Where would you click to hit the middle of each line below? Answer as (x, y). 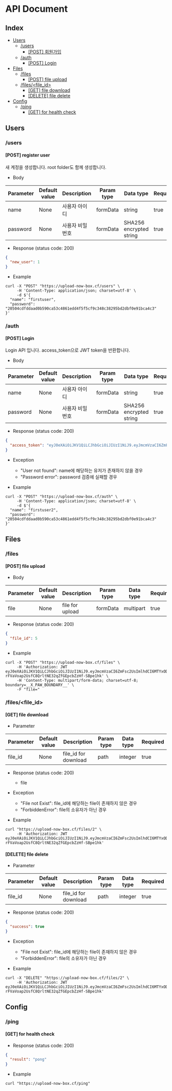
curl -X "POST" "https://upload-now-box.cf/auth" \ (61, 496)
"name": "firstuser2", (34, 510)
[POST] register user (28, 155)
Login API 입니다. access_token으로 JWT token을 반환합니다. (68, 350)
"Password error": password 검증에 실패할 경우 (69, 477)
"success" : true (27, 927)
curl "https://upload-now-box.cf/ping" (48, 1084)
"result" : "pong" (28, 1060)
